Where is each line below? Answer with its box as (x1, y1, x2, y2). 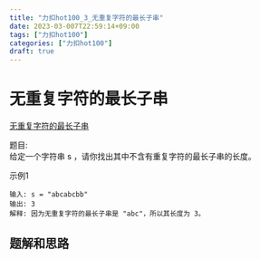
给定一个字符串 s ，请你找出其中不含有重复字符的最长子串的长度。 (9, 151, 256, 162)
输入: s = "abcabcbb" (9, 190, 89, 199)
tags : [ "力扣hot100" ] (9, 30, 89, 39)
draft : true (9, 47, 54, 56)
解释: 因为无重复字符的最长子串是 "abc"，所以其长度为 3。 (9, 209, 206, 218)
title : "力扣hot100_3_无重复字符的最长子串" (9, 13, 164, 23)
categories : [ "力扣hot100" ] (9, 38, 113, 48)
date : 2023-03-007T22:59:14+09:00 (9, 22, 140, 31)
